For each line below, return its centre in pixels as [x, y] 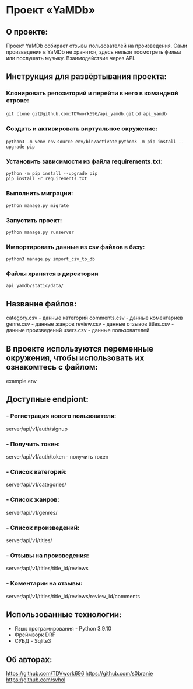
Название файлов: [41, 304]
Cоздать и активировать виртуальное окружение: [82, 128]
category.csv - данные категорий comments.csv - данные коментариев [94, 318]
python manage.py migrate [37, 205]
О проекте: [27, 32]
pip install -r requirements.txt [47, 179]
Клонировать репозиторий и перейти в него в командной [92, 93]
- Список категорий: [36, 472]
